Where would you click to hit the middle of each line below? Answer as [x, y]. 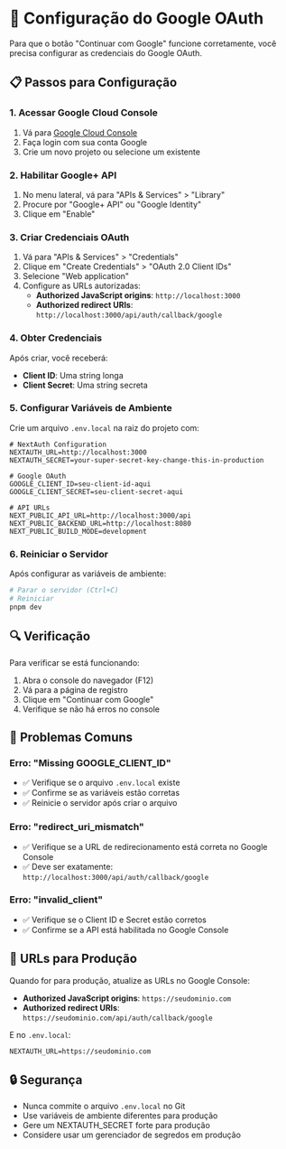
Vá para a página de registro [75, 689]
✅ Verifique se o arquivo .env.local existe [101, 783]
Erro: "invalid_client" [56, 900]
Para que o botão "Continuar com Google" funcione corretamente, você [143, 43]
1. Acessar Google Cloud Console [83, 113]
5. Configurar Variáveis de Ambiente [91, 408]
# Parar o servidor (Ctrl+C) [64, 591]
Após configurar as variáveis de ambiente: [88, 574]
